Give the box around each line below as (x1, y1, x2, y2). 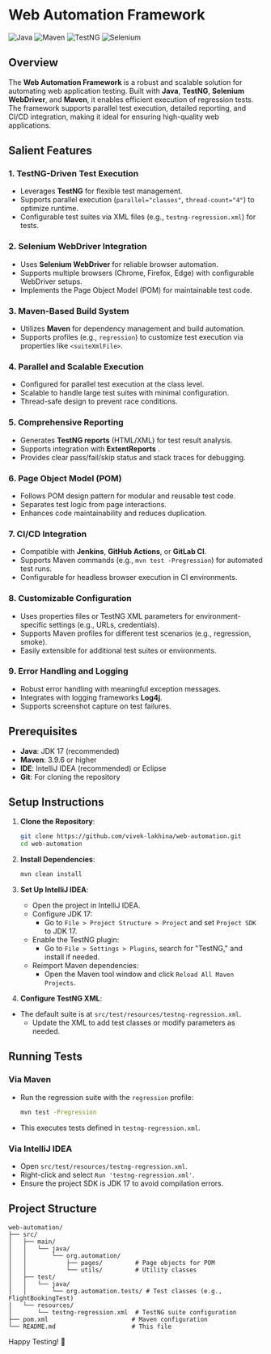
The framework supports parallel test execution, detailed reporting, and (8, 103, 247, 112)
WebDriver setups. (19, 277, 83, 286)
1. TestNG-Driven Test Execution (8, 168, 139, 180)
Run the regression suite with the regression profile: (19, 1092, 194, 1102)
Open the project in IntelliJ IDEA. (32, 900, 141, 911)
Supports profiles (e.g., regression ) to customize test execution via (19, 332, 244, 342)
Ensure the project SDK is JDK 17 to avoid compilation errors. (19, 1178, 224, 1188)
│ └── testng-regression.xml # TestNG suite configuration (8, 1308, 237, 1316)
